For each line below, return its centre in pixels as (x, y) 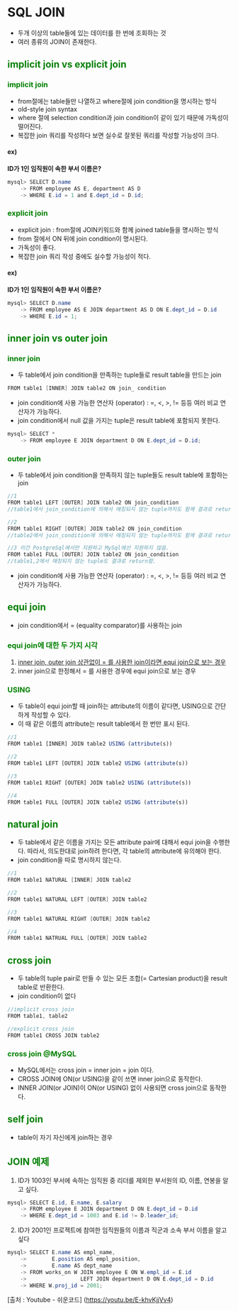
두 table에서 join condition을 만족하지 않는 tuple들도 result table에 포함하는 (123, 475)
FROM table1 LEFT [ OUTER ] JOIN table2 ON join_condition (93, 503)
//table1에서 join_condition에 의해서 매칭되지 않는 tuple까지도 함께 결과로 (110, 509)
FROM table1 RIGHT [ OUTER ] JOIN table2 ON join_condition (95, 529)
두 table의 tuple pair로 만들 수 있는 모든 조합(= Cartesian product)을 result (123, 978)
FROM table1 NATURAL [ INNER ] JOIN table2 (69, 880)
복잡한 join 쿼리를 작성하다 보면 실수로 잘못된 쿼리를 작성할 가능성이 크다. (118, 135)
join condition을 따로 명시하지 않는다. (69, 860)
